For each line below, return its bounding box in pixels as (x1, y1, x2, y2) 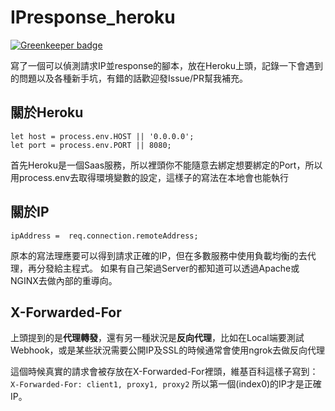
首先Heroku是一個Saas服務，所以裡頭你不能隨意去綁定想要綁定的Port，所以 (10, 159, 323, 171)
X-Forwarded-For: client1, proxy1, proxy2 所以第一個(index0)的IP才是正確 (10, 378, 322, 390)
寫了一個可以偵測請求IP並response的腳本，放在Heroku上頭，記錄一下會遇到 (10, 59, 324, 71)
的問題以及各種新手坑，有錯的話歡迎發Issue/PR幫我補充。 (10, 72, 248, 84)
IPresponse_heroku (10, 6, 176, 29)
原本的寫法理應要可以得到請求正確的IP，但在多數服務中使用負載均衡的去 (10, 249, 308, 261)
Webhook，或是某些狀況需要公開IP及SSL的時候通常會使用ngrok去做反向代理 (10, 344, 326, 356)
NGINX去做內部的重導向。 (10, 274, 118, 286)
